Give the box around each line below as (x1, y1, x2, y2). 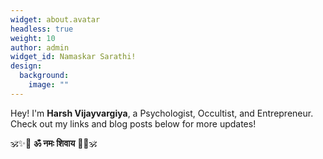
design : (10, 61, 43, 71)
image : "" (28, 80, 70, 90)
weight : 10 (10, 33, 56, 43)
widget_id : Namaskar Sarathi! (10, 52, 137, 62)
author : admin (10, 42, 70, 53)
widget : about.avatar (10, 14, 101, 25)
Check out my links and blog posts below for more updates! (10, 117, 257, 130)
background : (19, 71, 70, 81)
